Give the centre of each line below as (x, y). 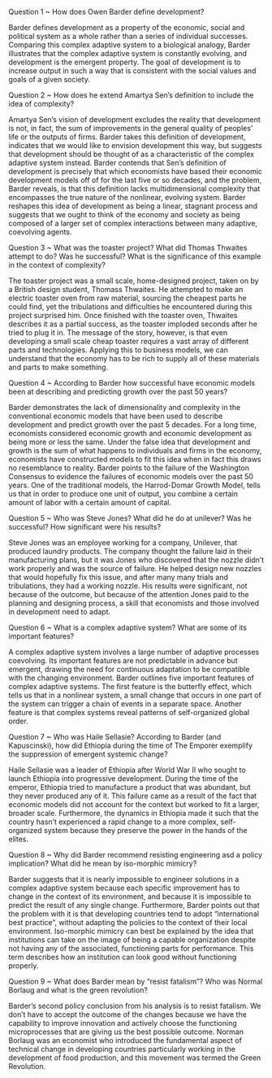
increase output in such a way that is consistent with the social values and (132, 71)
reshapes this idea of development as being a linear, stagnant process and (133, 206)
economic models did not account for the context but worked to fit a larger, (134, 804)
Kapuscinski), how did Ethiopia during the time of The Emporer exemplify (131, 745)
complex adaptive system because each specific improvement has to (124, 888)
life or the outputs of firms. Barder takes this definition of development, (127, 137)
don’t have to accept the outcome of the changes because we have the (128, 1015)
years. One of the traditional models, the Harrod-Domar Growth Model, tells (135, 485)
